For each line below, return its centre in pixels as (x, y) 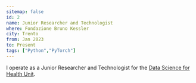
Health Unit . (21, 74)
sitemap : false (25, 12)
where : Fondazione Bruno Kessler (48, 28)
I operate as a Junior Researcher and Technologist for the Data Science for (98, 67)
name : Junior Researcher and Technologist (60, 23)
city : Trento (22, 34)
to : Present (21, 45)
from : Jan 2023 (25, 39)
